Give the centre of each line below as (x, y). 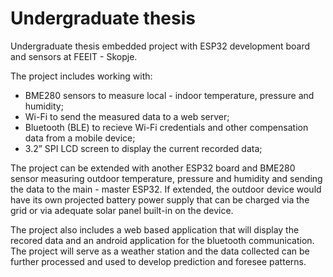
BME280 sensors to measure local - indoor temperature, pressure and (169, 95)
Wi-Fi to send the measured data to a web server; (127, 116)
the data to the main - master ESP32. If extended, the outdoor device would (166, 189)
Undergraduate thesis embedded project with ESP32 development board (160, 46)
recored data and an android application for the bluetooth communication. (162, 240)
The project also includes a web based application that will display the (155, 229)
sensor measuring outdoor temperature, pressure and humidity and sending (166, 178)
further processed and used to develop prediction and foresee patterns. (158, 261)
